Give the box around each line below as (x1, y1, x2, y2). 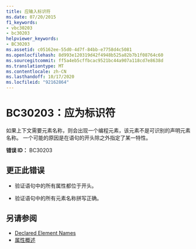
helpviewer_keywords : (6, 36, 59, 42)
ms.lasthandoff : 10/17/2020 (6, 74, 75, 80)
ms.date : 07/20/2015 (6, 14, 57, 20)
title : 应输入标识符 (6, 8, 51, 15)
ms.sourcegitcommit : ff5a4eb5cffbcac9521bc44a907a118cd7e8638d (6, 57, 164, 63)
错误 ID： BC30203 (6, 146, 53, 154)
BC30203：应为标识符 (6, 107, 116, 120)
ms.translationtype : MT (6, 63, 64, 69)
